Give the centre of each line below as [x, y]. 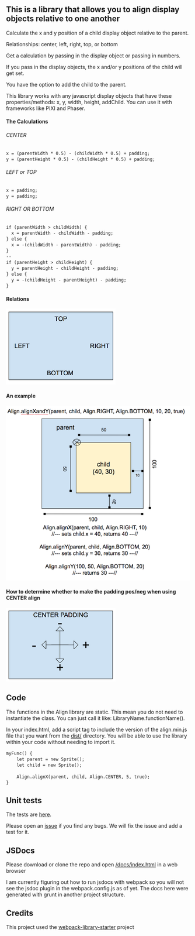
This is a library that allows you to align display [93, 10]
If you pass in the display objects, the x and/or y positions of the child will [94, 67]
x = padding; [22, 190]
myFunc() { [19, 753]
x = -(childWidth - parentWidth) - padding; [66, 245]
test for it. [18, 832]
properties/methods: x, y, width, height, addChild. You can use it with [89, 102]
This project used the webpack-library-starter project [70, 927]
